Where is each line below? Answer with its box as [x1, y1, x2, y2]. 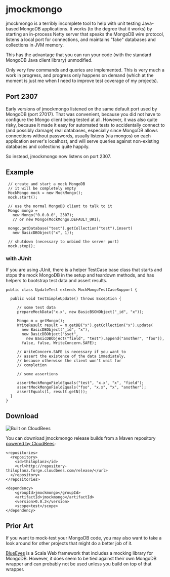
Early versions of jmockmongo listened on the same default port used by [6, 105, 157, 112]
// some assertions [17, 371, 58, 376]
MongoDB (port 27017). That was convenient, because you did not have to [6, 111, 161, 117]
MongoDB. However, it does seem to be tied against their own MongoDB [6, 556, 157, 562]
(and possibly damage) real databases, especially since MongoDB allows [6, 127, 158, 133]
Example [6, 168, 34, 177]
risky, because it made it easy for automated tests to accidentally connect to [6, 122, 165, 128]
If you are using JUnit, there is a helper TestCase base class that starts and [6, 266, 162, 273]
